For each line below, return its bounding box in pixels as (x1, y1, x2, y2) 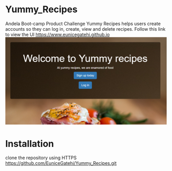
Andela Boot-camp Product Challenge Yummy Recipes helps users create (5, 20, 161, 27)
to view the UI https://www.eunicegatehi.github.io (5, 31, 110, 37)
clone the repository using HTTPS (5, 155, 77, 161)
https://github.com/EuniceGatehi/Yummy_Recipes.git (5, 160, 117, 166)
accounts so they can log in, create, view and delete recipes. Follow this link (5, 26, 166, 32)
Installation (5, 138, 54, 149)
